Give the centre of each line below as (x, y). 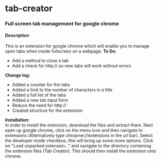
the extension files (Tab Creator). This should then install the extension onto (81, 151)
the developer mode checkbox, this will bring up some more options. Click (79, 141)
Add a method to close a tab (40, 61)
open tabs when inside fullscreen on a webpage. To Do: (61, 51)
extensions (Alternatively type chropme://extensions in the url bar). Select (79, 136)
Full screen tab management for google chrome (62, 24)
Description (17, 35)
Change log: (18, 75)
